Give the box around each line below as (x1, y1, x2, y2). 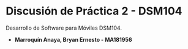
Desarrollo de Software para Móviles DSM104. (6, 24, 122, 31)
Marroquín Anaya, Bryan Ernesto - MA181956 (14, 36, 132, 43)
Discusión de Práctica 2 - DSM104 (6, 4, 182, 18)
